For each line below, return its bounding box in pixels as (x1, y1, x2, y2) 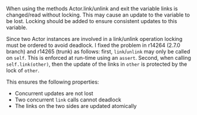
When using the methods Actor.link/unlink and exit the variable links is (6, 5, 178, 12)
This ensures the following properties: (6, 78, 99, 85)
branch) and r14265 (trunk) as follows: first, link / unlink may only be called (6, 48, 190, 55)
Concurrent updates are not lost (14, 90, 93, 97)
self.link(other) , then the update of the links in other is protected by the (6, 60, 187, 68)
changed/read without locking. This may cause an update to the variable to (6, 11, 190, 18)
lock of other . (6, 67, 40, 74)
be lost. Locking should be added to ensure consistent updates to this (6, 18, 177, 24)
